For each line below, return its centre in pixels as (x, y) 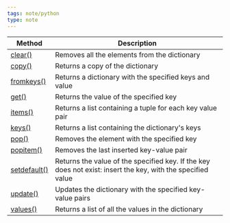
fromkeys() (28, 81)
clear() (22, 54)
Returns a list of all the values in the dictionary (129, 209)
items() (22, 112)
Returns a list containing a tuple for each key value (136, 108)
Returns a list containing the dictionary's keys (128, 128)
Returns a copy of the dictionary (106, 66)
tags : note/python (33, 13)
